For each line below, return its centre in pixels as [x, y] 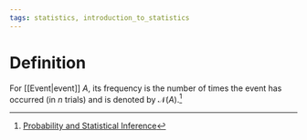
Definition [48, 62]
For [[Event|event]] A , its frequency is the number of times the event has [146, 88]
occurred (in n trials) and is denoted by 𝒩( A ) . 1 [96, 98]
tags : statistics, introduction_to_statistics [100, 18]
